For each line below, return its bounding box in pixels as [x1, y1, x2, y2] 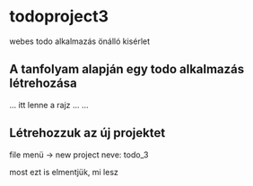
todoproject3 [9, 6, 109, 27]
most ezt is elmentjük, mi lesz [9, 166, 119, 177]
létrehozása [9, 76, 78, 91]
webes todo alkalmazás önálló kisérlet [9, 36, 151, 46]
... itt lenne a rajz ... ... [9, 99, 89, 110]
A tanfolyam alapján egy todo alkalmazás [9, 62, 245, 77]
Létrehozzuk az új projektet [9, 125, 166, 140]
